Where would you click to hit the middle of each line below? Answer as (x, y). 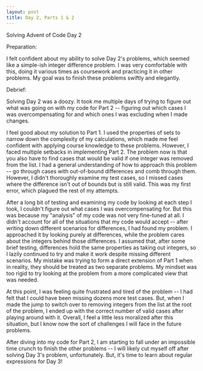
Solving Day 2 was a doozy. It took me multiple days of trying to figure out (99, 101)
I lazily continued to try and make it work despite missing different (88, 254)
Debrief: (17, 89)
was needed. (22, 279)
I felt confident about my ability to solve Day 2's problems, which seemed (98, 58)
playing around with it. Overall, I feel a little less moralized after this (90, 317)
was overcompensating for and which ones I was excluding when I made (97, 114)
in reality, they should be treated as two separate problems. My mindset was (101, 267)
